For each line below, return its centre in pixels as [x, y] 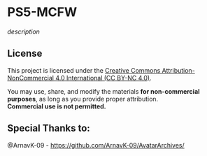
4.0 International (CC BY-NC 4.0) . [103, 78]
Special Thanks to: [49, 128]
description [24, 31]
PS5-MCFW [42, 12]
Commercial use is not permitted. [57, 106]
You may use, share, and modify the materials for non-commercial [104, 91]
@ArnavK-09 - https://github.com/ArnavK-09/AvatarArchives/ [96, 145]
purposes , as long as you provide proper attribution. [83, 99]
